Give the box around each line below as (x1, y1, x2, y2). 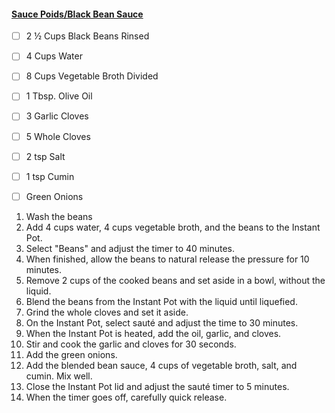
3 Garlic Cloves (25, 110, 89, 122)
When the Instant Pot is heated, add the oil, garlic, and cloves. (25, 327, 282, 339)
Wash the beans (25, 210, 93, 222)
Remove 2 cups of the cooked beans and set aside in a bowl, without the (25, 274, 326, 286)
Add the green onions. (25, 348, 118, 360)
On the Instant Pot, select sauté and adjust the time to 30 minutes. (25, 316, 299, 329)
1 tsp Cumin (25, 170, 75, 182)
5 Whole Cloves (25, 130, 91, 142)
